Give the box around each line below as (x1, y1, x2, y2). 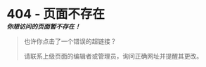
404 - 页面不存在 (6, 6, 105, 22)
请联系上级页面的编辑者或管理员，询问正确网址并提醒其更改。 (23, 52, 203, 60)
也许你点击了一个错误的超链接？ (23, 37, 117, 45)
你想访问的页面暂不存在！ (6, 22, 81, 31)
